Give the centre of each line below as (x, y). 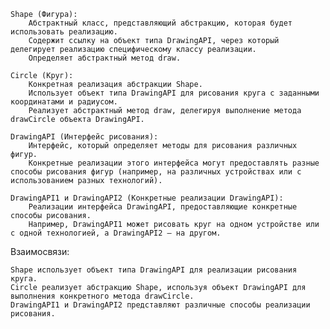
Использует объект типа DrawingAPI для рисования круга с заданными (174, 93)
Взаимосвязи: (40, 251)
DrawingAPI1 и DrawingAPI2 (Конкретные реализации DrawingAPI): (147, 198)
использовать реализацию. (64, 32)
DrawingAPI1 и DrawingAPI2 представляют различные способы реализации (160, 305)
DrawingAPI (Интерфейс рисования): (84, 137)
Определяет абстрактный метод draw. (105, 58)
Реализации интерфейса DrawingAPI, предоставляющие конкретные (163, 207)
